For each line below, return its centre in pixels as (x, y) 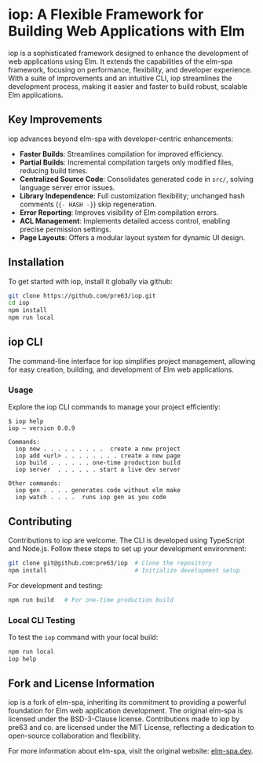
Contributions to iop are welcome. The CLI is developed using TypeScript (126, 540)
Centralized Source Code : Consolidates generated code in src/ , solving (136, 179)
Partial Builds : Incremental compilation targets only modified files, (126, 162)
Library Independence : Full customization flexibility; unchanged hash (132, 195)
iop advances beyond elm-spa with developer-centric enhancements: (121, 139)
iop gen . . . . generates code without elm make (98, 491)
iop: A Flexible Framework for (106, 15)
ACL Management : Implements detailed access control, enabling (124, 220)
